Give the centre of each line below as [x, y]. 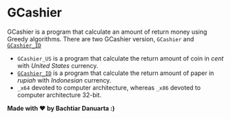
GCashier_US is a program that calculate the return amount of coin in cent [120, 58]
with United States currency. [58, 65]
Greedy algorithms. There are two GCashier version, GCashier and [101, 39]
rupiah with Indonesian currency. [64, 80]
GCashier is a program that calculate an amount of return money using [107, 32]
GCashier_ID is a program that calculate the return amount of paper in [115, 73]
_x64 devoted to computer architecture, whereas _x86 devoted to [109, 87]
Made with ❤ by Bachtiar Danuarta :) [61, 108]
